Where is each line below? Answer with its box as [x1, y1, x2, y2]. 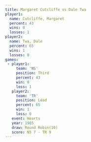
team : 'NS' [16, 66, 38, 71]
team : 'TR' [16, 93, 38, 98]
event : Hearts [11, 116, 41, 121]
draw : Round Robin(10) [11, 125, 58, 130]
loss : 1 [16, 84, 32, 89]
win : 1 [16, 107, 29, 112]
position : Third [16, 71, 49, 76]
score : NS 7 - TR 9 [11, 130, 51, 135]
